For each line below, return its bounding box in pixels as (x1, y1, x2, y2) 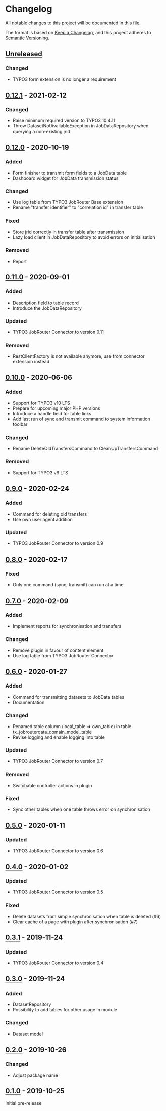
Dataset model (12, 1031, 43, 1037)
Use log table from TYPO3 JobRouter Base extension (12, 199, 124, 205)
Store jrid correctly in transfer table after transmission (12, 229, 125, 235)
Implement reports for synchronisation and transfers (12, 623, 122, 629)
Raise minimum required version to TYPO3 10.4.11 (12, 117, 115, 124)
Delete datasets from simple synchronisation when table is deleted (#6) (12, 913, 161, 919)
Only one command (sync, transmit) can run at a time (12, 582, 124, 588)
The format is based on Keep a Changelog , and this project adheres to (5, 29, 151, 35)
